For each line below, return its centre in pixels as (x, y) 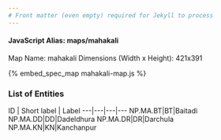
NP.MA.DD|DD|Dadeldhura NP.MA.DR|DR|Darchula (91, 120)
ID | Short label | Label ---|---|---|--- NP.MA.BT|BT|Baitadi (103, 111)
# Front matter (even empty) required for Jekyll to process (111, 15)
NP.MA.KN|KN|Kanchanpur (52, 127)
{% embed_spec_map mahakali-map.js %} (77, 73)
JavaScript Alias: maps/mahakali (64, 41)
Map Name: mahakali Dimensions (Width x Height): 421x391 (105, 58)
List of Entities (36, 94)
